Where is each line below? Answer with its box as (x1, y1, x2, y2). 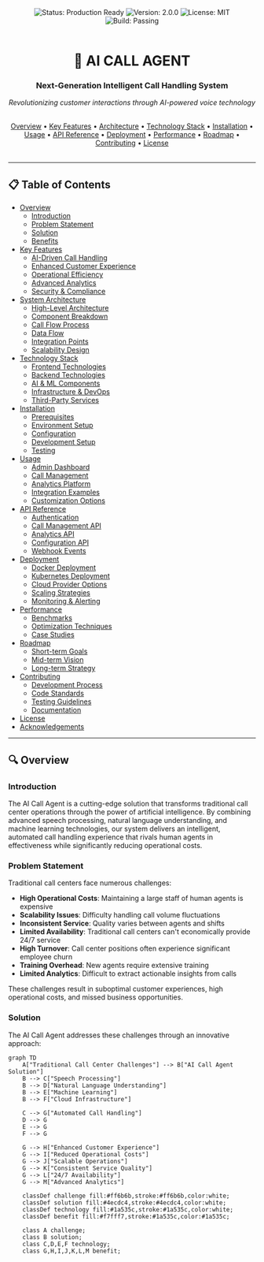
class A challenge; (22, 1226, 86, 1234)
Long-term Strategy (31, 664, 96, 673)
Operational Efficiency (31, 270, 104, 279)
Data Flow (31, 329, 64, 338)
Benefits (31, 236, 59, 246)
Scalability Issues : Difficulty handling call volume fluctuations (19, 910, 221, 920)
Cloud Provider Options (31, 579, 108, 590)
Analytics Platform (31, 479, 91, 489)
